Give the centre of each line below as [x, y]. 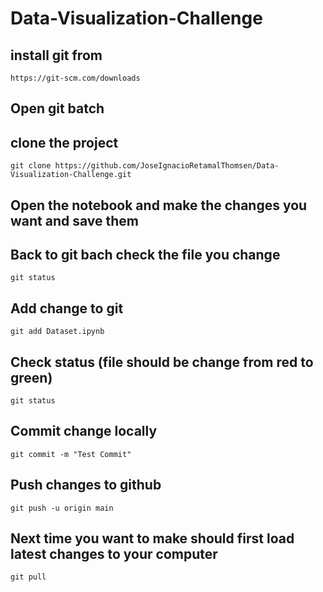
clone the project [64, 142]
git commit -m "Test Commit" [71, 454]
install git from [56, 55]
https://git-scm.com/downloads [75, 78]
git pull [28, 577]
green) [31, 377]
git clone [31, 166]
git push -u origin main [62, 508]
